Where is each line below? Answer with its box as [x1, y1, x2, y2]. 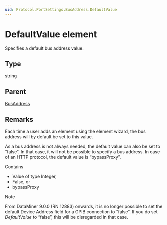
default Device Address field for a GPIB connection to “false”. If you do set [5, 209, 158, 215]
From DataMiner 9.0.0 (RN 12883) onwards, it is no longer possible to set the [5, 203, 163, 209]
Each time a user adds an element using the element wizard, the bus [5, 128, 146, 134]
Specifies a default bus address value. [5, 45, 84, 51]
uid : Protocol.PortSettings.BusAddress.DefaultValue [5, 7, 117, 12]
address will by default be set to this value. [5, 134, 93, 140]
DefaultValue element [5, 28, 97, 40]
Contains [5, 164, 24, 170]
